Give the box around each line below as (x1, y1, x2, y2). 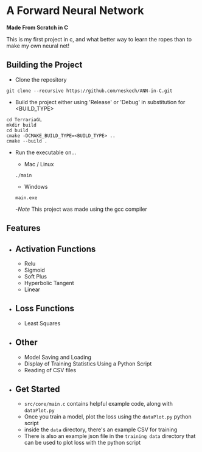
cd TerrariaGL (6, 116, 43, 122)
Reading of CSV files (24, 366, 77, 373)
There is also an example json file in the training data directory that (24, 433, 196, 440)
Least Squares (24, 319, 61, 327)
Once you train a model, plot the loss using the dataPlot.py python (24, 413, 192, 420)
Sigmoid (24, 266, 46, 274)
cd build (6, 127, 29, 133)
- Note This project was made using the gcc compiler (15, 205, 147, 213)
